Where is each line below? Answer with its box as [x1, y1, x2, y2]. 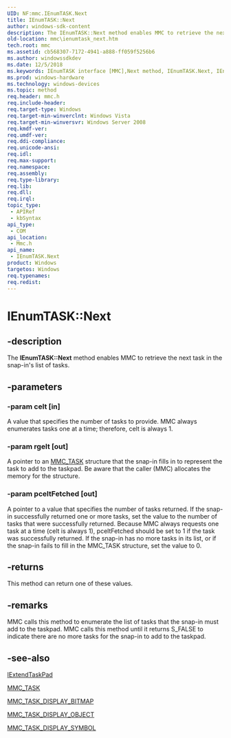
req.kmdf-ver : [7, 125, 48, 132]
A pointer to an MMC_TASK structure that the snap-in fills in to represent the [7, 457, 223, 466]
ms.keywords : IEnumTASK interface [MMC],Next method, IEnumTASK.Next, [7, 67, 214, 74]
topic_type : [7, 202, 41, 209]
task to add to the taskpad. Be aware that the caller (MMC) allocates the [7, 465, 211, 473]
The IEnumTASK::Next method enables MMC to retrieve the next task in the [7, 354, 223, 362]
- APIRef [10, 208, 36, 215]
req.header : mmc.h [7, 94, 60, 100]
